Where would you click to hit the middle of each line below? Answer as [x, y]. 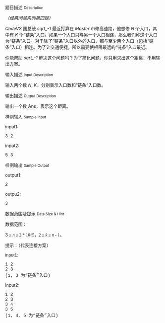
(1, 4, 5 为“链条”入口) [32, 316]
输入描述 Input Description [29, 75]
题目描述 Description [24, 7]
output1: [13, 175]
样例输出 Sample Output [27, 165]
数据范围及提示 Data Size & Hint [35, 214]
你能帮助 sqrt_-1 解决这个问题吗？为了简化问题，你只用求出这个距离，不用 [81, 58]
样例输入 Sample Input [26, 117]
